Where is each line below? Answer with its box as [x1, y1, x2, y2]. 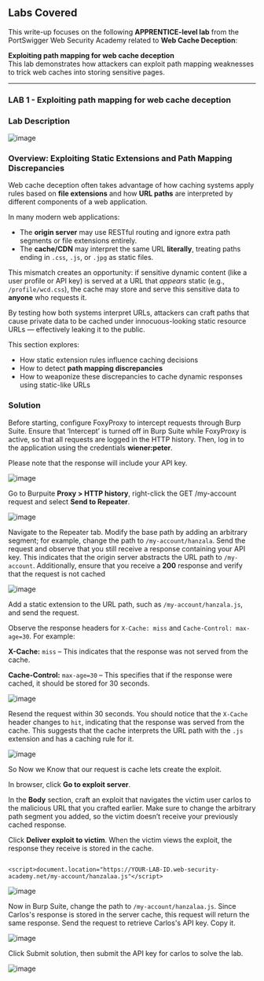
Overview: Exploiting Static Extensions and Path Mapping [8, 152, 233, 163]
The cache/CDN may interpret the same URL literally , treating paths [19, 244, 241, 254]
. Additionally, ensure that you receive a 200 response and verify [32, 561, 244, 570]
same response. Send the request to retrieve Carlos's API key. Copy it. [8, 918, 236, 928]
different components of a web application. [8, 197, 148, 207]
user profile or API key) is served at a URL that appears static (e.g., [8, 276, 225, 286]
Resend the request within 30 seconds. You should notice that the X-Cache [8, 708, 248, 718]
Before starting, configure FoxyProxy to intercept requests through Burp [8, 418, 241, 427]
